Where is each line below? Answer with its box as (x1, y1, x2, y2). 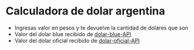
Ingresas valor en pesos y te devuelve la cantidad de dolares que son (14, 24, 189, 31)
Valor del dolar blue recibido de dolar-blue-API (14, 30, 131, 37)
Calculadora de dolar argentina (5, 4, 165, 18)
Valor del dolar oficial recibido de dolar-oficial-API (14, 37, 140, 44)
